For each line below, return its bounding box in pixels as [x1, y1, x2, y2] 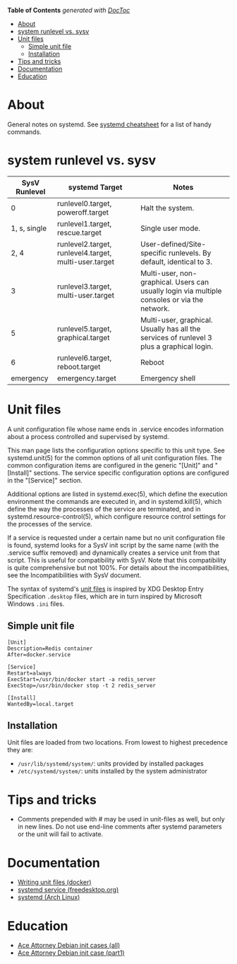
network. [140, 303, 170, 313]
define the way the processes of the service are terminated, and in [7, 505, 201, 513]
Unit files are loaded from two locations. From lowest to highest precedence [7, 738, 228, 747]
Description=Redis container [7, 645, 93, 652]
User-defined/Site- [140, 239, 207, 249]
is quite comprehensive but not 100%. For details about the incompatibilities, [7, 563, 230, 572]
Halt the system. [140, 203, 195, 212]
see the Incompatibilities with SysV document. [7, 571, 142, 579]
